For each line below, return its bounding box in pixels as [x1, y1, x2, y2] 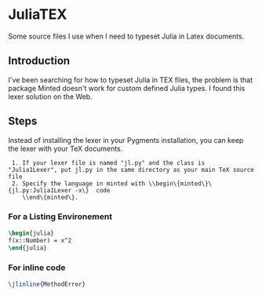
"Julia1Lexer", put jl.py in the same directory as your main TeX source [8, 166, 255, 174]
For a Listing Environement [8, 211, 112, 222]
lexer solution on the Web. [8, 92, 93, 101]
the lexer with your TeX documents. [8, 144, 123, 153]
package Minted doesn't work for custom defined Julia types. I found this [8, 83, 246, 93]
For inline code [8, 262, 66, 273]
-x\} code [75, 186, 111, 194]
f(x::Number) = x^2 [8, 236, 72, 244]
